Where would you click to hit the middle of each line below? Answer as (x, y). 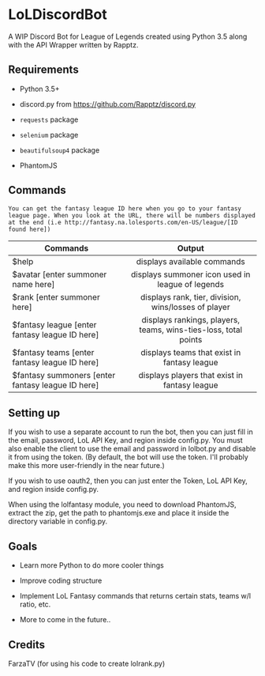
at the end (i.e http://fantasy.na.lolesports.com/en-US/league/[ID (123, 222)
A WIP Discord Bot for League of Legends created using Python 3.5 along (128, 36)
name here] (34, 284)
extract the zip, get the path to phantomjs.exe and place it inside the (119, 513)
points (190, 339)
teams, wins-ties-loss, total (191, 330)
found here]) (30, 229)
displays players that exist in (190, 375)
